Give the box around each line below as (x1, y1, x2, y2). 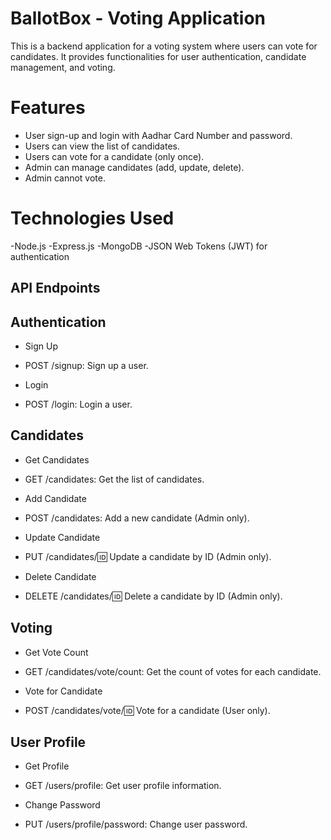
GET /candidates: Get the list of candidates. (24, 473, 205, 485)
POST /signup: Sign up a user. (24, 360, 149, 372)
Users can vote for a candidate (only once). (24, 150, 205, 162)
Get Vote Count (24, 646, 89, 658)
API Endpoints (10, 280, 101, 297)
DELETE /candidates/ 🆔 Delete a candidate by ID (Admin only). (24, 590, 283, 602)
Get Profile (24, 760, 70, 772)
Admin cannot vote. (24, 172, 106, 184)
